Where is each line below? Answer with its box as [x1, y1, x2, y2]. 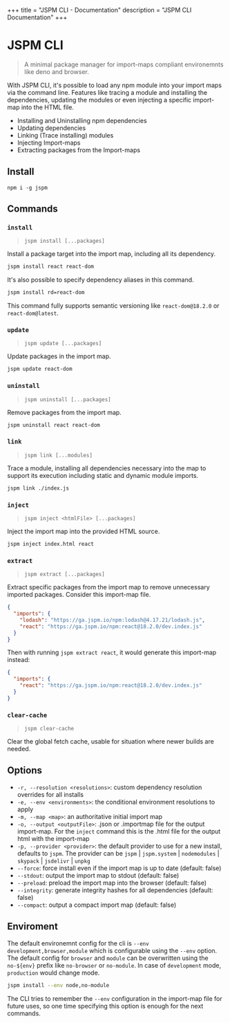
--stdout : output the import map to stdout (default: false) [17, 871, 180, 879]
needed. [7, 745, 31, 753]
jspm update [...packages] [23, 340, 102, 347]
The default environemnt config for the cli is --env [7, 939, 150, 947]
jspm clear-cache [23, 726, 75, 732]
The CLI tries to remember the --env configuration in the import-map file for [7, 994, 222, 1002]
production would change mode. [7, 968, 100, 977]
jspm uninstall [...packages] [23, 396, 112, 403]
